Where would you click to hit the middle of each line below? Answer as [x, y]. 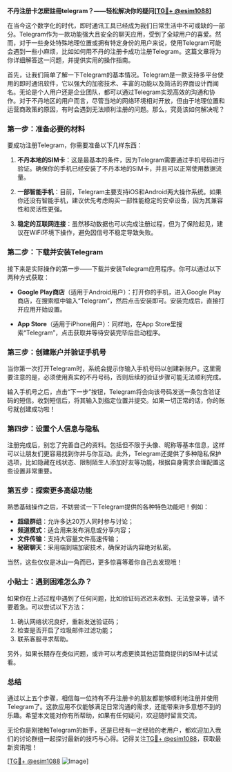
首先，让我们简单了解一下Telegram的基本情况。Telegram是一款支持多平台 [113, 75]
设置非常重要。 [34, 471]
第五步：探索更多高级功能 [50, 491]
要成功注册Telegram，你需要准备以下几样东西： [75, 145]
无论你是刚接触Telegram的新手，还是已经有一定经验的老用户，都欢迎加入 [111, 730]
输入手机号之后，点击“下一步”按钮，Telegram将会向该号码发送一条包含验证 [114, 392]
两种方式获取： [28, 277]
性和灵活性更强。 [41, 209]
